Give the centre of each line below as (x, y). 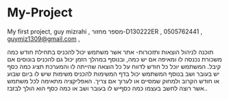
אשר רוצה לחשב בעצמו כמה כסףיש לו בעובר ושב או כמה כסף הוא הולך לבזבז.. (107, 88)
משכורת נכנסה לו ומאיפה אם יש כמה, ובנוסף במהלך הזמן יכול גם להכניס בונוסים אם (115, 59)
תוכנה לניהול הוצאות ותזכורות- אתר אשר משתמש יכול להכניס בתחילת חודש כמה (110, 52)
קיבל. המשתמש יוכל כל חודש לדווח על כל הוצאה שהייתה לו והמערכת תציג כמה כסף (114, 66)
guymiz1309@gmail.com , (44, 38)
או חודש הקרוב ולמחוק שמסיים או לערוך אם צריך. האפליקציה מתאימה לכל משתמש (113, 81)
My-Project (40, 13)
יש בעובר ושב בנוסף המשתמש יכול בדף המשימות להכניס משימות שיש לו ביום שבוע (113, 74)
